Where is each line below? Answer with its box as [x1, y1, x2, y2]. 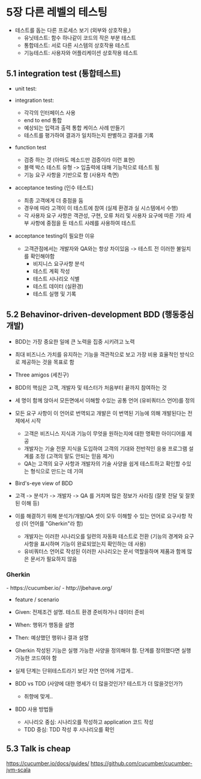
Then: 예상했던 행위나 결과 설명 [14, 634, 89, 641]
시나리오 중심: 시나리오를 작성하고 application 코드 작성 [23, 718, 154, 725]
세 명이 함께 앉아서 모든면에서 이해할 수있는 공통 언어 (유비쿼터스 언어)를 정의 [14, 396, 195, 404]
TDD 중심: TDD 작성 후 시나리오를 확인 [23, 725, 115, 733]
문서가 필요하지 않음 [30, 555, 77, 562]
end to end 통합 [23, 116, 62, 124]
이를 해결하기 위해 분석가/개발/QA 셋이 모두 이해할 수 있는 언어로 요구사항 [14, 512, 187, 519]
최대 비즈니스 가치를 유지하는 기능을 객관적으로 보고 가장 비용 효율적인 [14, 351, 179, 358]
